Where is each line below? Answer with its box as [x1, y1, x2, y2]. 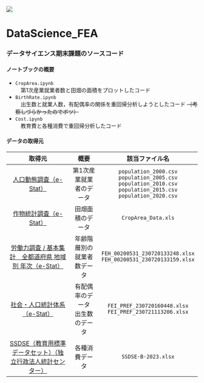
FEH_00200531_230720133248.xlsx [101, 249, 195, 257]
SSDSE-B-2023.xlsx [121, 353, 175, 360]
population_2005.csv [118, 174, 178, 181]
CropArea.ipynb [15, 81, 54, 87]
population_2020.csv [118, 192, 178, 199]
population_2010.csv [118, 180, 178, 187]
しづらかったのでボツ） [20, 108, 79, 115]
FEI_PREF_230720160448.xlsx [107, 302, 189, 309]
